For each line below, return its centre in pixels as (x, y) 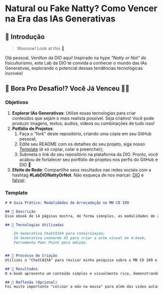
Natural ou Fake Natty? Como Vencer (81, 9)
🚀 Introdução (25, 37)
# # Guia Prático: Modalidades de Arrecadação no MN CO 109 (67, 203)
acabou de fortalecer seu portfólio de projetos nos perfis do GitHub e (89, 159)
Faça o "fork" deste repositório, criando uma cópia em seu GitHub (85, 134)
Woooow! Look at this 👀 (41, 48)
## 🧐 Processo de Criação (31, 256)
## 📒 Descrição (20, 211)
